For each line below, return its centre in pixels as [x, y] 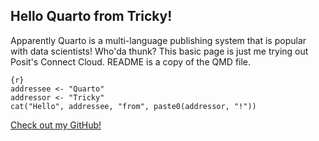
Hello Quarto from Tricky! [91, 16]
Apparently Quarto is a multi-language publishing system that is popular [158, 40]
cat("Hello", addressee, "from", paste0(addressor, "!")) [133, 106]
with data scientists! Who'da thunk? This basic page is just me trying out [159, 51]
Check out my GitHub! [56, 125]
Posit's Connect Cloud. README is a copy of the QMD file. [131, 61]
